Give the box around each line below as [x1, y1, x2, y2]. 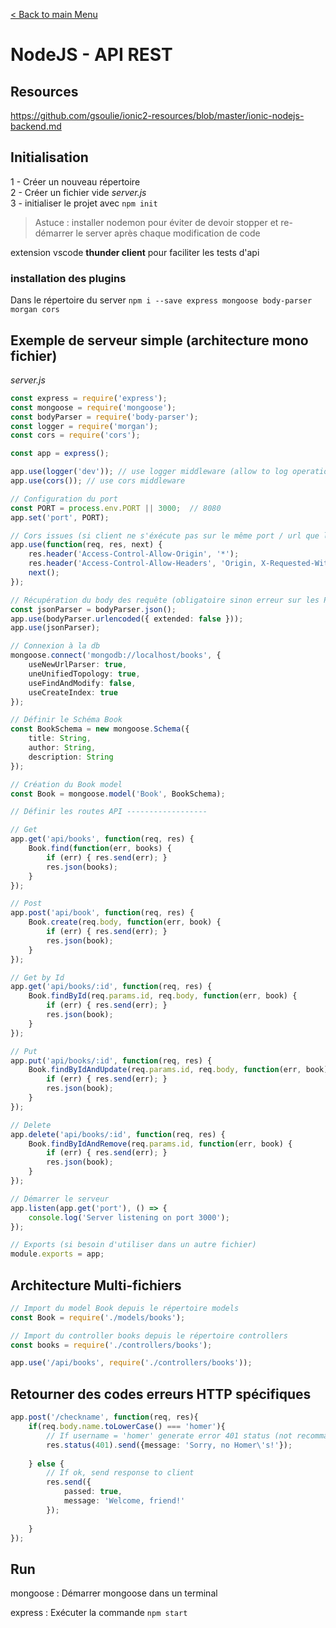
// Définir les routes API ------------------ [10, 807, 208, 817]
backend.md [10, 120, 62, 132]
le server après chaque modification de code [75, 227, 261, 239]
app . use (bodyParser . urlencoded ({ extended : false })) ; [10, 614, 244, 624]
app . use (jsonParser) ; [10, 623, 101, 633]
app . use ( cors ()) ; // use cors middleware [10, 476, 186, 486]
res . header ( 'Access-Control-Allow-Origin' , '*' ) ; [28, 549, 240, 559]
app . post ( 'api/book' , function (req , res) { [10, 908, 195, 918]
